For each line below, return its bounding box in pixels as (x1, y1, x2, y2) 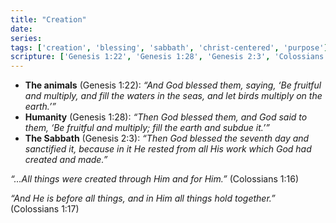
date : (10, 24, 33, 34)
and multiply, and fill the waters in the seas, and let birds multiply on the (24, 90, 323, 102)
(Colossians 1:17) (10, 203, 80, 215)
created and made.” (24, 154, 108, 166)
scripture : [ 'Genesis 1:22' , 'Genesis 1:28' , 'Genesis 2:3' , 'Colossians (10, 52, 325, 62)
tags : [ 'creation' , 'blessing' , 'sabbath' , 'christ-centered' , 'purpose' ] (10, 42, 329, 53)
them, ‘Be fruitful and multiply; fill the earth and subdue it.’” (24, 122, 270, 134)
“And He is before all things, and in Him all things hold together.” (10, 192, 276, 205)
